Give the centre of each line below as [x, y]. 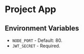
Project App [30, 9]
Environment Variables [42, 28]
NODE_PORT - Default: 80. [37, 40]
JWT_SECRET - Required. [36, 46]
